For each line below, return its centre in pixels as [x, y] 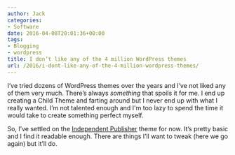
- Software [23, 27]
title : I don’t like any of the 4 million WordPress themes [97, 59]
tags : [15, 40]
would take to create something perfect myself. [75, 115]
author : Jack [26, 14]
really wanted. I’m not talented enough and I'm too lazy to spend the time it [115, 108]
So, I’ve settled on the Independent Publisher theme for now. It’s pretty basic [118, 128]
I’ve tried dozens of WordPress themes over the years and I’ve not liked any [116, 85]
